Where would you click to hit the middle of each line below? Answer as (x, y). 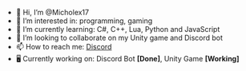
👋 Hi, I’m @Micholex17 (52, 12)
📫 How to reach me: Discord (64, 47)
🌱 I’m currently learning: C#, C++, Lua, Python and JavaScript (118, 29)
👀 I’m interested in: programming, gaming (84, 21)
